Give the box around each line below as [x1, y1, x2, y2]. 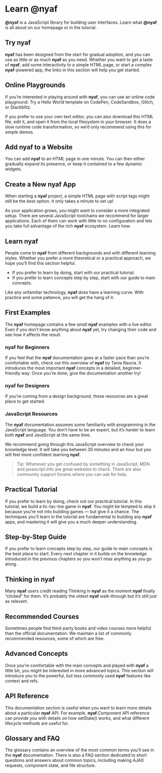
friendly [5, 370, 21, 376]
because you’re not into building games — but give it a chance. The [5, 508, 139, 514]
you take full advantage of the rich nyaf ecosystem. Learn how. [5, 223, 131, 229]
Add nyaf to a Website [5, 143, 73, 151]
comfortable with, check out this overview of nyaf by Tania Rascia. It [5, 360, 141, 366]
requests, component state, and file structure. [5, 762, 96, 769]
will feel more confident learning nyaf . [5, 452, 81, 457]
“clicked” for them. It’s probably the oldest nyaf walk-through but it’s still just [5, 593, 157, 599]
